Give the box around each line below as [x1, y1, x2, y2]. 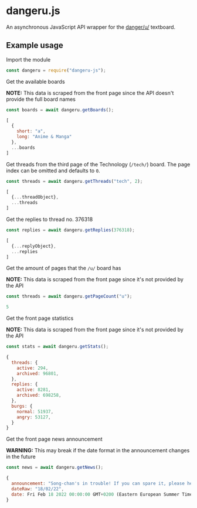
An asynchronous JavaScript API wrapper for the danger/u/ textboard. [6, 23, 176, 30]
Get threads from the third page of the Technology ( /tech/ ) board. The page [6, 161, 191, 168]
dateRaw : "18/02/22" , [11, 486, 64, 492]
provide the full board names [6, 96, 76, 103]
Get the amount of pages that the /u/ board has [6, 265, 121, 272]
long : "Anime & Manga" [16, 134, 72, 140]
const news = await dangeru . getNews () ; [6, 465, 104, 471]
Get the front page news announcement [6, 435, 103, 443]
